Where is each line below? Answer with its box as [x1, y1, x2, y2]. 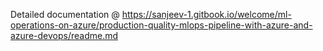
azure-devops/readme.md [10, 30, 119, 41]
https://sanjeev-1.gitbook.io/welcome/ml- [121, 9, 292, 20]
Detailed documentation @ [10, 9, 120, 20]
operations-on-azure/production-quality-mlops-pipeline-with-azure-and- [10, 19, 313, 31]
